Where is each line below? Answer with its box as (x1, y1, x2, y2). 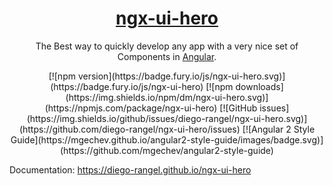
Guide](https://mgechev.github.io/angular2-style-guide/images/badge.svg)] (10, 133, 324, 146)
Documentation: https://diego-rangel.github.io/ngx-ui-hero (9, 163, 252, 176)
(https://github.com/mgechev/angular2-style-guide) (60, 144, 274, 156)
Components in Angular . (117, 50, 217, 62)
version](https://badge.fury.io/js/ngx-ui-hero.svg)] (77, 70, 286, 82)
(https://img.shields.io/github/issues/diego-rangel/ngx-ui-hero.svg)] (26, 112, 308, 124)
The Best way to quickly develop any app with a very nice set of (35, 40, 299, 52)
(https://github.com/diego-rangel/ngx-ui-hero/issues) (18, 123, 241, 135)
